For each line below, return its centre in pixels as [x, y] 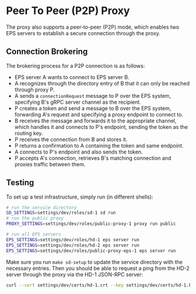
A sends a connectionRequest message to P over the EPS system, [92, 95]
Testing [20, 183]
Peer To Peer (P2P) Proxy [68, 11]
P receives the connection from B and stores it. [71, 139]
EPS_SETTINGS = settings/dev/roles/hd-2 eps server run [73, 245]
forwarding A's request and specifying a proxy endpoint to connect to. [99, 114]
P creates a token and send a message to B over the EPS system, [93, 108]
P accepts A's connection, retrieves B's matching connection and [93, 158]
